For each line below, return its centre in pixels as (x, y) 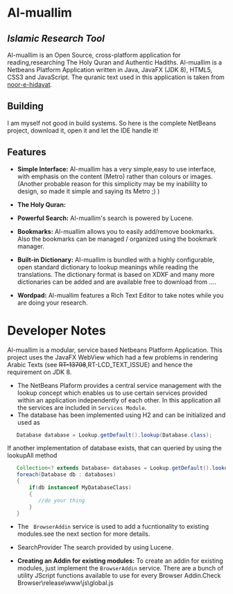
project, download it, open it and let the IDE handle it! (83, 130)
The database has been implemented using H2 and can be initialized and (121, 415)
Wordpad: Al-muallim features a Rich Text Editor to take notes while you (120, 295)
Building (25, 107)
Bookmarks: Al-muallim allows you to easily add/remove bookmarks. (116, 231)
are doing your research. (52, 303)
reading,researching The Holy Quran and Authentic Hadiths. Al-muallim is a (115, 62)
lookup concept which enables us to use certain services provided (112, 393)
